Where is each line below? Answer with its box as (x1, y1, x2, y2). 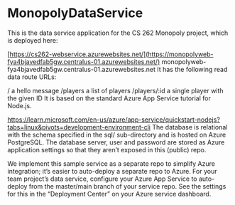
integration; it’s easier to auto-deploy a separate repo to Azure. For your (7, 167, 217, 175)
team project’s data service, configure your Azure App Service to (7, 174, 197, 183)
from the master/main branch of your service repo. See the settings (28, 182, 226, 190)
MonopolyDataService (7, 5, 143, 21)
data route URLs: (7, 73, 57, 81)
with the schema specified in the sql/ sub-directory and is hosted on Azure (7, 130, 226, 139)
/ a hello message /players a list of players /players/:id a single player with (7, 86, 224, 95)
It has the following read (157, 65, 228, 73)
